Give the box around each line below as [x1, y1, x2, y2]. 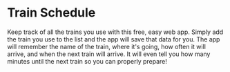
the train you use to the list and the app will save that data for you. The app [7, 35, 220, 43]
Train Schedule [7, 5, 96, 21]
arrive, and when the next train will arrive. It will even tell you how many [7, 50, 211, 58]
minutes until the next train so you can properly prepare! [7, 57, 168, 65]
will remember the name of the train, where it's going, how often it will [7, 42, 206, 51]
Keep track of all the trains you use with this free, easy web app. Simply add [7, 28, 224, 36]
